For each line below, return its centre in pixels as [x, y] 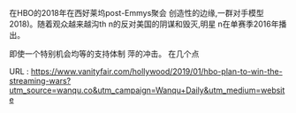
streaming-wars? [40, 81]
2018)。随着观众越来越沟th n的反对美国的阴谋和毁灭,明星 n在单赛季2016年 [144, 24]
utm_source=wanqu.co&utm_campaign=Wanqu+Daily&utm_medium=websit [147, 90]
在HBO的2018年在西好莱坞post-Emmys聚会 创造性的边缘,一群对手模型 [137, 13]
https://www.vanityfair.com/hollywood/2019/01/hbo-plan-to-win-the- [156, 72]
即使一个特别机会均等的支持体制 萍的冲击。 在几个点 [104, 54]
